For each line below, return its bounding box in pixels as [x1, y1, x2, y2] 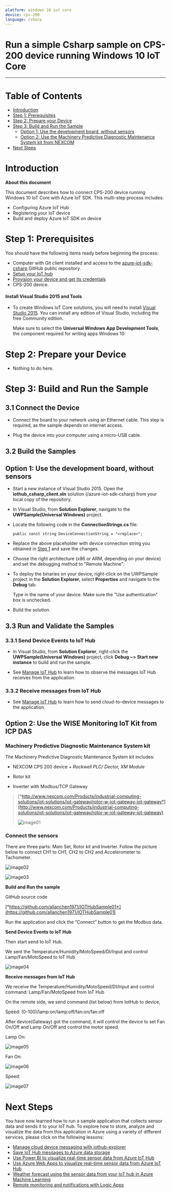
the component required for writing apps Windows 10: [12, 330, 126, 337]
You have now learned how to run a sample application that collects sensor [5, 1118, 163, 1124]
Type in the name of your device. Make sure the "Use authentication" [12, 592, 158, 598]
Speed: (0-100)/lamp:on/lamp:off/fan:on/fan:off [5, 1009, 105, 1015]
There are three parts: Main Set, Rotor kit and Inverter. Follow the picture [5, 844, 157, 850]
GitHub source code [5, 894, 47, 900]
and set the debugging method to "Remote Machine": [12, 561, 125, 567]
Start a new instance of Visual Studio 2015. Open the [12, 486, 123, 492]
